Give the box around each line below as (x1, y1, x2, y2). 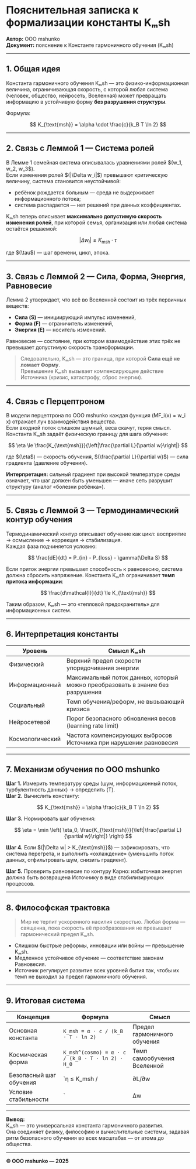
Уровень (22, 646, 48, 654)
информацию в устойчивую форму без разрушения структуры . (6, 98, 167, 105)
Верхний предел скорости (66, 656, 142, 664)
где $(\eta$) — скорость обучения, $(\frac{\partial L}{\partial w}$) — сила (6, 453, 188, 460)
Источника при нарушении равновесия (66, 738, 178, 746)
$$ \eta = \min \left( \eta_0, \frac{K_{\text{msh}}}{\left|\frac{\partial (14, 827, 176, 834)
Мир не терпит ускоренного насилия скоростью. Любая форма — (20, 918, 185, 925)
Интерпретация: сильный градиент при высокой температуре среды (6, 471, 180, 478)
